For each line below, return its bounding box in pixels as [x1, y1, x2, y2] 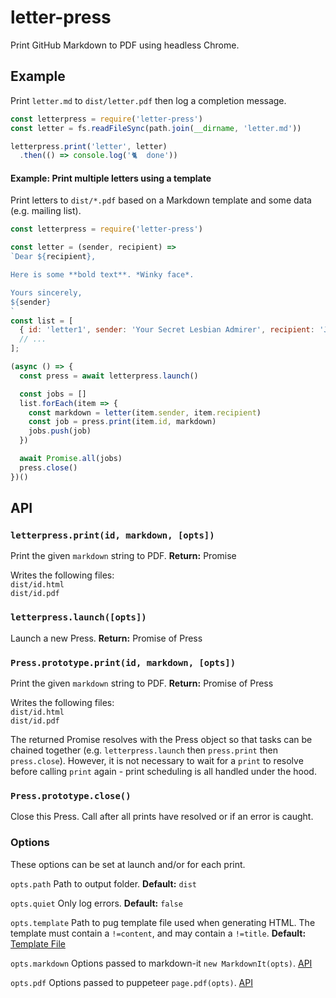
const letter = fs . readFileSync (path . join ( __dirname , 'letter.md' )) [10, 123, 302, 133]
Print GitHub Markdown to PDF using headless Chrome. [10, 39, 240, 51]
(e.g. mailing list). [10, 205, 82, 217]
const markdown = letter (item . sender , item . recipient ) [28, 407, 262, 418]
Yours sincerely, [10, 287, 83, 298]
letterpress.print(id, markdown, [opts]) [10, 530, 215, 541]
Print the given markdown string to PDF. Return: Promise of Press [10, 677, 274, 689]
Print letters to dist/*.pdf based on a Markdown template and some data [10, 194, 312, 206]
